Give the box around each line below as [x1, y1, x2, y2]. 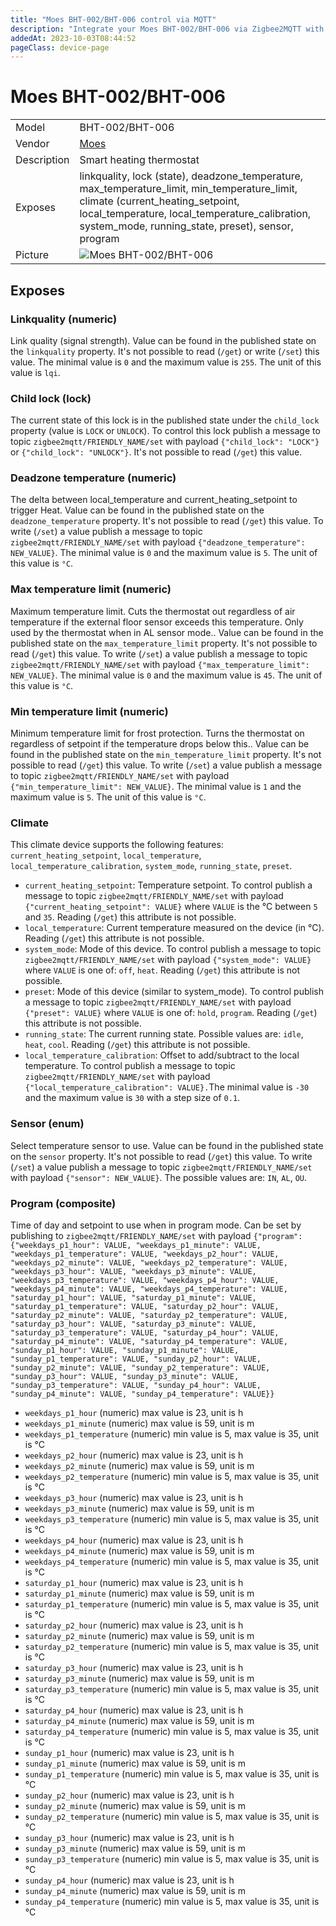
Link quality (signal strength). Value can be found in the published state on [10, 334, 317, 346]
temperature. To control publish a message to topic [24, 1060, 236, 1072]
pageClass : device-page [10, 42, 110, 53]
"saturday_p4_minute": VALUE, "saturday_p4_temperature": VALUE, [10, 1336, 288, 1346]
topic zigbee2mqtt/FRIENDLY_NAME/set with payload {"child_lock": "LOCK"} [10, 436, 320, 448]
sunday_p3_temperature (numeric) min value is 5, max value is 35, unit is [24, 1852, 320, 1865]
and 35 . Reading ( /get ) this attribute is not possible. [24, 911, 237, 923]
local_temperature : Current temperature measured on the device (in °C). [24, 922, 325, 934]
